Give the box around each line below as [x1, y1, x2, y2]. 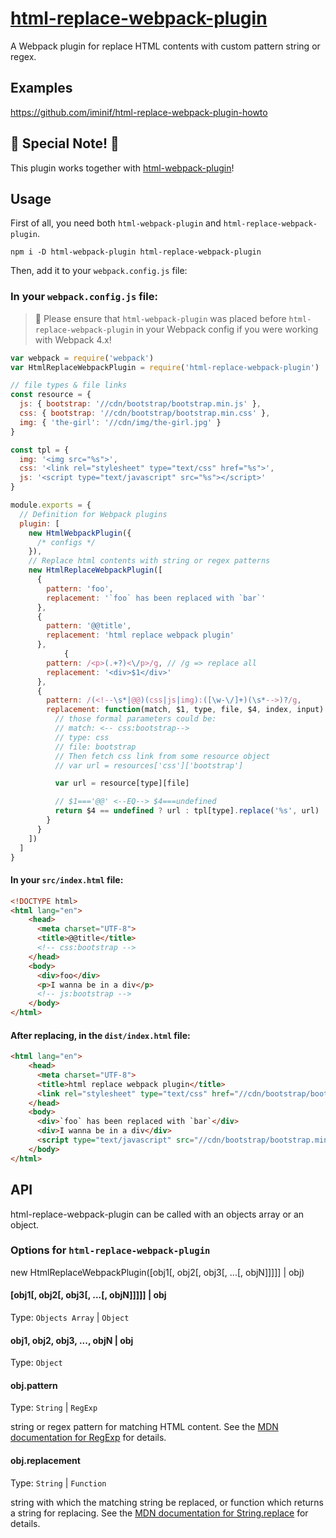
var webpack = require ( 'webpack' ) [10, 353, 155, 363]
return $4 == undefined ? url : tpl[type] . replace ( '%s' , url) [54, 806, 320, 816]
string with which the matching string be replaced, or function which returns [10, 1496, 324, 1508]
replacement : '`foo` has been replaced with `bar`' [46, 593, 267, 603]
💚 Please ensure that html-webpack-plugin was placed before [34, 312, 287, 324]
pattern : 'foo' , [46, 583, 114, 594]
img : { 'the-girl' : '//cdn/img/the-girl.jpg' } [19, 417, 222, 427]
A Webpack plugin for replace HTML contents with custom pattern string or [10, 40, 321, 52]
